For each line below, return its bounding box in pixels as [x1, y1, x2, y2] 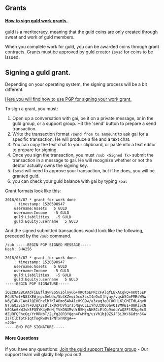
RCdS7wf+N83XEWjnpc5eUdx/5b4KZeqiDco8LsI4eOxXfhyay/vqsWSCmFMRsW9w [5, 294, 147, 299]
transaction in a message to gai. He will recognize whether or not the [12, 158, 152, 163]
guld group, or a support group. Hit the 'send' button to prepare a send [12, 121, 156, 126]
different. [5, 86, 24, 93]
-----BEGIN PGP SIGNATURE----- [5, 282, 69, 286]
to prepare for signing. [12, 147, 58, 153]
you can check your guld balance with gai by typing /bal [12, 178, 128, 184]
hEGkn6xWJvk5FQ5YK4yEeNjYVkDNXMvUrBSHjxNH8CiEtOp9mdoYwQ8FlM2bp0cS [5, 307, 147, 313]
